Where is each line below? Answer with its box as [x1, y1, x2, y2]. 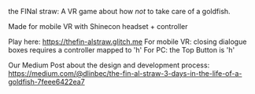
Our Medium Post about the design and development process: [8, 60, 210, 70]
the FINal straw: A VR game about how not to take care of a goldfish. [8, 7, 231, 16]
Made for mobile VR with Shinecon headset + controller [8, 22, 188, 31]
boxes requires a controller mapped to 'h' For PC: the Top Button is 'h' [8, 45, 235, 54]
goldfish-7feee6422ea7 [8, 78, 85, 86]
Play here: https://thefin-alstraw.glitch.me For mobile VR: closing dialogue [8, 37, 247, 46]
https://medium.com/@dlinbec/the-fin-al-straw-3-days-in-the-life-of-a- [8, 69, 242, 78]
